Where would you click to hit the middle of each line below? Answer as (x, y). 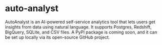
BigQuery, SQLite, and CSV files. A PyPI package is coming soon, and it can (81, 32)
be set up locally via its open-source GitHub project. (57, 37)
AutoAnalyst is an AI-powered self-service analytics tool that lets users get (80, 22)
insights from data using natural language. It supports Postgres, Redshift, (79, 27)
